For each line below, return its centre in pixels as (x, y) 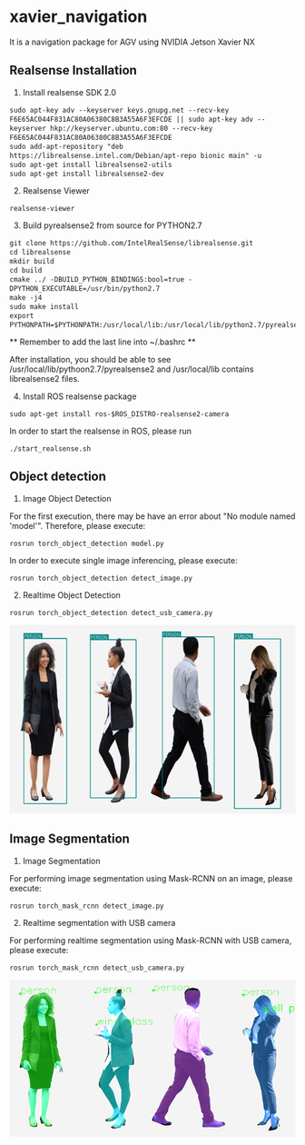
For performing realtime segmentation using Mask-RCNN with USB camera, (151, 940)
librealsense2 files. (44, 378)
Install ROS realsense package (79, 396)
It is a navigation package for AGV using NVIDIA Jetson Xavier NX (133, 42)
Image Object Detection (67, 498)
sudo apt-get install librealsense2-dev (87, 174)
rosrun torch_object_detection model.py (87, 543)
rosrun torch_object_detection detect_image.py (101, 578)
